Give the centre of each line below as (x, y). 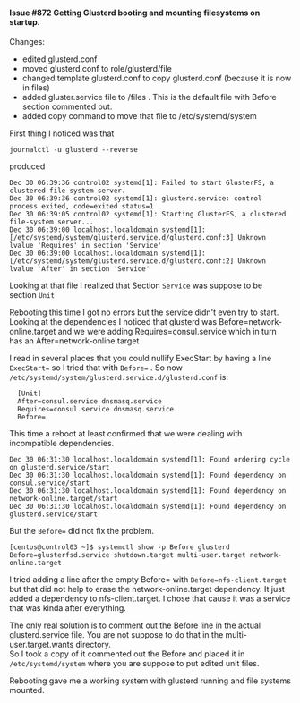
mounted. (27, 690)
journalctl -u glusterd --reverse (74, 150)
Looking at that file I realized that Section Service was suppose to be (136, 285)
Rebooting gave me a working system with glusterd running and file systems (150, 681)
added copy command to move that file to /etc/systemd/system (139, 116)
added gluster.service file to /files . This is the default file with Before (149, 97)
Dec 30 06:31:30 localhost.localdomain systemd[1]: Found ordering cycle (150, 460)
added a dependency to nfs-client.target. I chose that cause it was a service (150, 598)
